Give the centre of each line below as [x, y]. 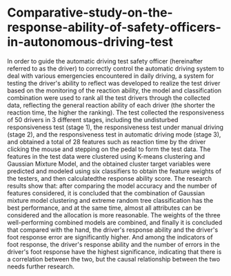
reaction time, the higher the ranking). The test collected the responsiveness [116, 112]
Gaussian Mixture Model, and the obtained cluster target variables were [109, 164]
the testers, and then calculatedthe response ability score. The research [110, 178]
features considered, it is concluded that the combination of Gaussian [106, 193]
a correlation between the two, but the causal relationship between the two [114, 259]
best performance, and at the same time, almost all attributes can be [104, 208]
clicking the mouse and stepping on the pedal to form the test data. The [109, 149]
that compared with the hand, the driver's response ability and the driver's [113, 230]
